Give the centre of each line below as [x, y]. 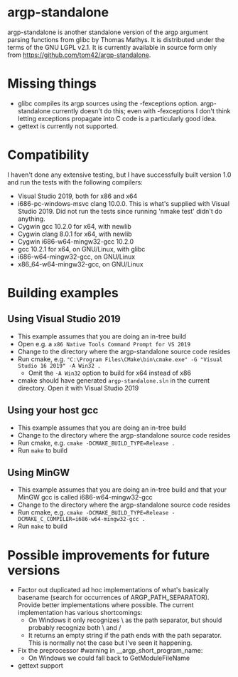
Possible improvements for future [109, 555]
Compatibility [48, 155]
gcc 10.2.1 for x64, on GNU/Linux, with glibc [81, 249]
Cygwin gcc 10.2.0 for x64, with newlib [74, 226]
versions [34, 570]
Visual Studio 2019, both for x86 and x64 [77, 196]
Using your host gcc [53, 410]
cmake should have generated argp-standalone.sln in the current [114, 380]
